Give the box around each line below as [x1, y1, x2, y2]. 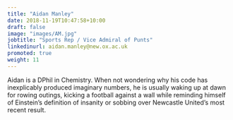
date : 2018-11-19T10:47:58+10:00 [7, 17, 106, 24]
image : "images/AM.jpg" [7, 30, 78, 37]
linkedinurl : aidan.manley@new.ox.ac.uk [7, 43, 129, 50]
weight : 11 [7, 56, 40, 64]
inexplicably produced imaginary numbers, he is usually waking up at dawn [7, 83, 227, 92]
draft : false [7, 23, 46, 30]
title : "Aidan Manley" [7, 10, 74, 18]
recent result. [7, 105, 47, 114]
